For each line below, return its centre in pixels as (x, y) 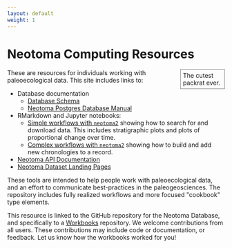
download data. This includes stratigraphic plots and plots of (114, 130)
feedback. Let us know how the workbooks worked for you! (92, 238)
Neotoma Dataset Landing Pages (64, 167)
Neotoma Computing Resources (101, 54)
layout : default (30, 13)
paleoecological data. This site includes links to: (75, 81)
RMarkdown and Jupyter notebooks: (69, 116)
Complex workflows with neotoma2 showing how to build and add (119, 145)
